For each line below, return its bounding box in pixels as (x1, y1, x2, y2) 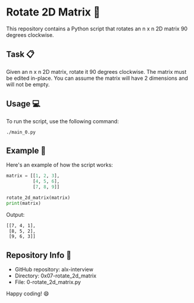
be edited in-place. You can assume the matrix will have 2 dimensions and (6, 74, 189, 82)
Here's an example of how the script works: (6, 161, 113, 168)
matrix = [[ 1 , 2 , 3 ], (6, 173, 60, 179)
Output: (6, 211, 25, 218)
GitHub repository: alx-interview (14, 266, 93, 273)
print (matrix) (6, 200, 42, 206)
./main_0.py (6, 129, 36, 135)
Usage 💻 (6, 99, 40, 109)
